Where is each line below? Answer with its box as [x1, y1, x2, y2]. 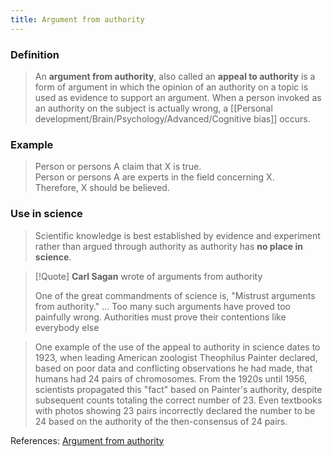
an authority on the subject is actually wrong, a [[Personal [34, 102, 273, 114]
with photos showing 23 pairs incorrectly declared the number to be [34, 404, 316, 416]
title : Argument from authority [10, 14, 145, 25]
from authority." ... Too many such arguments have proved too [34, 300, 291, 312]
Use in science [10, 207, 83, 221]
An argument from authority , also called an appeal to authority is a [34, 70, 316, 82]
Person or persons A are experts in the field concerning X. [34, 171, 275, 183]
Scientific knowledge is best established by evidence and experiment [34, 229, 321, 241]
